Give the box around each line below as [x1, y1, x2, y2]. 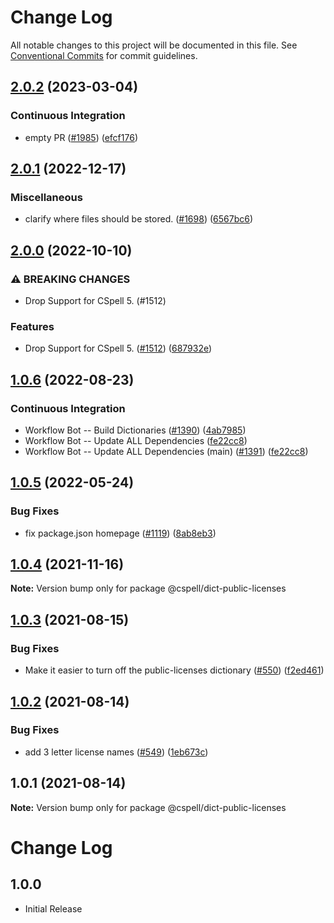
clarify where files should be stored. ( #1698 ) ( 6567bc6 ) [24, 213, 254, 225]
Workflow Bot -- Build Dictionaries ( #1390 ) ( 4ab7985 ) [24, 424, 247, 436]
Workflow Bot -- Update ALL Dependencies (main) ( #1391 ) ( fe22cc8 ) [24, 445, 309, 457]
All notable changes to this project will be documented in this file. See [10, 39, 298, 51]
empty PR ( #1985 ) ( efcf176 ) [24, 131, 138, 143]
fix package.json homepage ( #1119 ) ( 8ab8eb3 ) [24, 527, 217, 539]
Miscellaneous [10, 190, 83, 204]
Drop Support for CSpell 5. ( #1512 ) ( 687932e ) [24, 342, 213, 355]
